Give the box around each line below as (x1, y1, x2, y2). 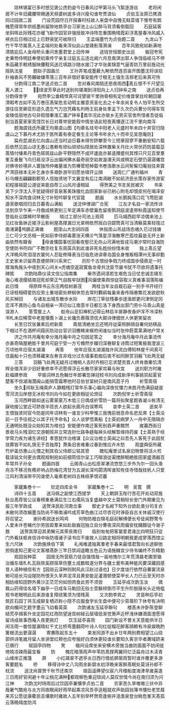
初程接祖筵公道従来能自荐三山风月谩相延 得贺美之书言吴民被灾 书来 (5, 182, 163, 188)
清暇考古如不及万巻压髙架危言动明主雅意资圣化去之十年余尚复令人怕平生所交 (5, 99, 165, 105)
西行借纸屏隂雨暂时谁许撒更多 (96, 655, 158, 661)
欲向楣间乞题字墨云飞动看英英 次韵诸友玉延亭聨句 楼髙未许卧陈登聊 (5, 605, 163, 610)
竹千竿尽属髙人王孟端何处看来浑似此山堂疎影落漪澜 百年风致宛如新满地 (5, 43, 162, 48)
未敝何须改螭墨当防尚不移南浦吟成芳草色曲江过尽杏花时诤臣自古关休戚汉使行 (5, 509, 165, 515)
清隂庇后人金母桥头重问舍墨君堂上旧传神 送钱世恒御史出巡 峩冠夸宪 (5, 49, 163, 55)
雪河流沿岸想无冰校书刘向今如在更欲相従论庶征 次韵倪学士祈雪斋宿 (5, 391, 153, 397)
